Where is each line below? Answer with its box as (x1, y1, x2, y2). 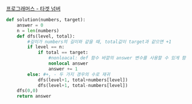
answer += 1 (48, 66, 78, 72)
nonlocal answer (48, 61, 89, 66)
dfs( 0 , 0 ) (17, 88, 38, 94)
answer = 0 (17, 22, 44, 28)
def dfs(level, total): (17, 33, 76, 39)
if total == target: (37, 49, 89, 56)
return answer (17, 93, 51, 99)
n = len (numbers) (17, 28, 60, 33)
